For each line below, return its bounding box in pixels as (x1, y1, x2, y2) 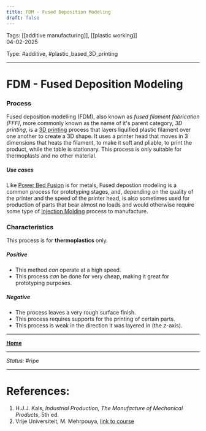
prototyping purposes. (15, 280, 72, 287)
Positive (6, 251, 28, 258)
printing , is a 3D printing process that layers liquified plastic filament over (6, 126, 191, 133)
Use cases (6, 166, 34, 174)
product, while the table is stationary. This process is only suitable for (6, 145, 182, 153)
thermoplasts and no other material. (6, 151, 97, 159)
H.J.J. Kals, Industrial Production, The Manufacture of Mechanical (15, 405, 183, 412)
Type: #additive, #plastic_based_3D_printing (6, 50, 118, 57)
